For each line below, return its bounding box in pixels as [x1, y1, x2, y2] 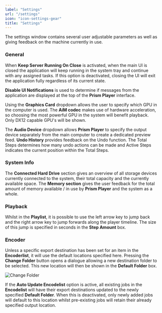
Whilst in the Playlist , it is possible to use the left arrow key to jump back [5, 214, 150, 220]
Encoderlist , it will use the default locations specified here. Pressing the [5, 253, 149, 259]
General [5, 51, 24, 58]
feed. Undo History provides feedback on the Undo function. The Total [5, 137, 147, 143]
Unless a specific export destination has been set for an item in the [5, 247, 139, 253]
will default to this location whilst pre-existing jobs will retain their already [5, 297, 152, 303]
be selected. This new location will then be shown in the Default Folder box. [5, 263, 157, 269]
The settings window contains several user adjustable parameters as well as [5, 34, 158, 40]
